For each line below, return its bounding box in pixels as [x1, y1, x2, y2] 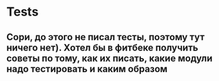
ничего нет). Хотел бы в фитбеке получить [6, 42, 198, 53]
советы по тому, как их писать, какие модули [6, 52, 213, 64]
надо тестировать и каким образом [6, 63, 168, 75]
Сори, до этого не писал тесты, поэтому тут [6, 31, 205, 43]
